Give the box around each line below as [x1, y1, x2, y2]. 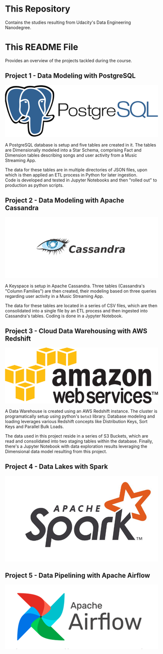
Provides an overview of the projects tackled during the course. [5, 57, 132, 64]
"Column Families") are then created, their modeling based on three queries [5, 288, 157, 294]
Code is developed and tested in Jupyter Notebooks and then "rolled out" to [5, 177, 157, 183]
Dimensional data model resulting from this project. [5, 449, 108, 455]
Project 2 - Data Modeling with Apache [5, 196, 125, 205]
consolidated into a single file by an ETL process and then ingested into [5, 308, 148, 313]
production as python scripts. [5, 182, 64, 188]
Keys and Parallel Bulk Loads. [5, 424, 64, 430]
